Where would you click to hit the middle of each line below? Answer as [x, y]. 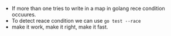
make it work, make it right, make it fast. [60, 27]
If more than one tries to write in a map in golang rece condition [88, 8]
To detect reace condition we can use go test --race [76, 21]
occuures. [24, 15]
